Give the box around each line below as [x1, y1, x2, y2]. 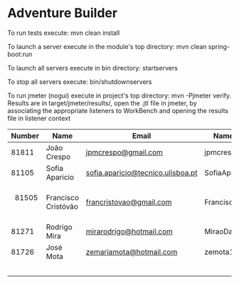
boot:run [7, 50, 33, 58]
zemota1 [204, 247, 235, 257]
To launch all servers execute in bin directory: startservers [7, 63, 178, 72]
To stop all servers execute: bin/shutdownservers [7, 77, 152, 86]
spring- [208, 42, 230, 51]
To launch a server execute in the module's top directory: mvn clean [7, 42, 207, 51]
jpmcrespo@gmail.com [85, 147, 164, 157]
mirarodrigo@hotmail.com [85, 226, 173, 236]
